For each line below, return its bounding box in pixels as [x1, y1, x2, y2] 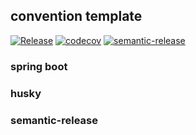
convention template [10, 8, 143, 25]
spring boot [10, 59, 68, 73]
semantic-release [10, 113, 98, 127]
